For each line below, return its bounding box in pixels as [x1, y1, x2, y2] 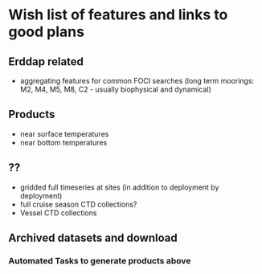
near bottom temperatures [19, 137, 108, 147]
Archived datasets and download [8, 231, 178, 245]
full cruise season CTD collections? [19, 199, 137, 209]
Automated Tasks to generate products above [8, 255, 191, 266]
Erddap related [8, 55, 84, 68]
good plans [8, 22, 84, 41]
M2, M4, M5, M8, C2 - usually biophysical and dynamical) [19, 84, 211, 94]
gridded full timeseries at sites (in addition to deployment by [19, 182, 219, 192]
